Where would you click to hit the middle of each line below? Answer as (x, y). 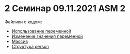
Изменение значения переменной (47, 36)
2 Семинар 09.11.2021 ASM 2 (65, 8)
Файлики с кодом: (23, 22)
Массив (20, 41)
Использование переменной (41, 31)
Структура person (30, 46)
